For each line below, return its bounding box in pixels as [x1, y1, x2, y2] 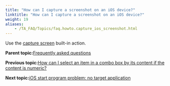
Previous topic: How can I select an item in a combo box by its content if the [5, 60, 165, 66]
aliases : [5, 21, 24, 27]
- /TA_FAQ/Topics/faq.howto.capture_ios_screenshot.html [14, 26, 138, 31]
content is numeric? [5, 65, 47, 71]
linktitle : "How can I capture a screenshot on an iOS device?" [5, 12, 145, 17]
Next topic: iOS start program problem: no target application [5, 75, 131, 81]
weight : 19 [5, 17, 29, 22]
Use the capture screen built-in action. [5, 40, 87, 46]
